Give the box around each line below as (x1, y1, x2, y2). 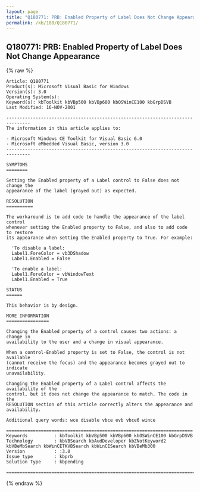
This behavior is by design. (6, 303, 79, 309)
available (6, 355, 31, 361)
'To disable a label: (11, 245, 65, 251)
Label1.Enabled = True (11, 276, 68, 283)
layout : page (6, 8, 39, 15)
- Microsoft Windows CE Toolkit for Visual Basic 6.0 (6, 136, 143, 142)
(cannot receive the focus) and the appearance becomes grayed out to (6, 360, 185, 366)
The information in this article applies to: (6, 126, 121, 132)
